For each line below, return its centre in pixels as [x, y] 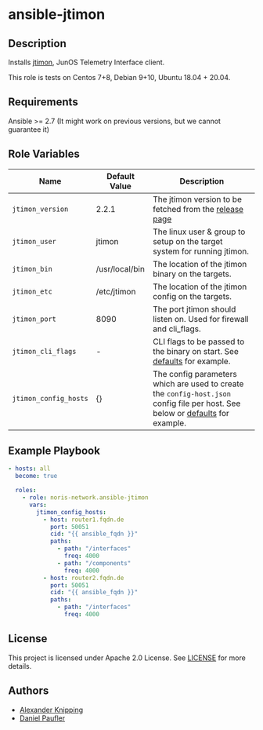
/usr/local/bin [120, 268]
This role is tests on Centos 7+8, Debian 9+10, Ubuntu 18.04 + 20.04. [119, 77]
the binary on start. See [195, 351]
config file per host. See [196, 403]
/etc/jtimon [116, 291]
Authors [29, 691]
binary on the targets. [192, 274]
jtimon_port [34, 319]
